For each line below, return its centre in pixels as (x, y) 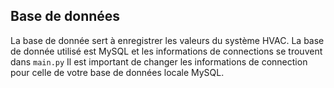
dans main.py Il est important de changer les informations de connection (159, 61)
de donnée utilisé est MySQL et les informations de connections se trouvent (166, 51)
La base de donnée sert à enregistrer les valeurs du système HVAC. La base (167, 40)
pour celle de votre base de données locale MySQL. (117, 72)
